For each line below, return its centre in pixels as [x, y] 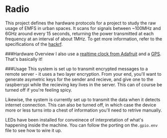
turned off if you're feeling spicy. [39, 90]
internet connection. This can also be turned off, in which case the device [81, 105]
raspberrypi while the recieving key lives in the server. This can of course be [84, 84]
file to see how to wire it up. [34, 130]
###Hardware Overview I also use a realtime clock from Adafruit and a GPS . [83, 54]
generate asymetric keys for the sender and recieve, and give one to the [79, 79]
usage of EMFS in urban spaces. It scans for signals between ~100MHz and [83, 28]
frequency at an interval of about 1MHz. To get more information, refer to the [84, 39]
